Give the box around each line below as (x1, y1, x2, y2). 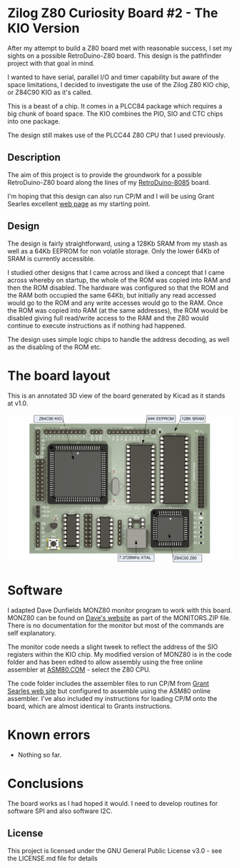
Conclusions (7, 776, 84, 792)
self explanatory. (7, 629, 57, 637)
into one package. (7, 116, 61, 126)
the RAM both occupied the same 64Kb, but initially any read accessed (7, 291, 216, 299)
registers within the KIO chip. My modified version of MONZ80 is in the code (7, 650, 232, 659)
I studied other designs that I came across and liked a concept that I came (7, 268, 225, 276)
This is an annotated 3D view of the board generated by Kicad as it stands (7, 391, 225, 400)
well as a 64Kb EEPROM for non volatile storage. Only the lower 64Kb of (7, 246, 220, 255)
